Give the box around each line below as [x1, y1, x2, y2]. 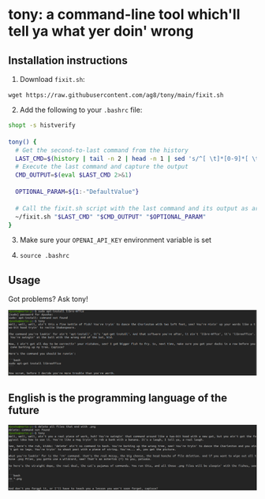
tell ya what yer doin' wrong [8, 22, 194, 40]
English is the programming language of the [8, 391, 228, 404]
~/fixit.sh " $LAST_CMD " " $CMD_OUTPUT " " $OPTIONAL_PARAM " [15, 213, 207, 221]
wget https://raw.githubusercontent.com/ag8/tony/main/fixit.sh [8, 91, 224, 99]
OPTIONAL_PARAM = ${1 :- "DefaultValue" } [15, 188, 140, 196]
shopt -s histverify [8, 121, 77, 129]
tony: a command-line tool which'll [8, 6, 241, 24]
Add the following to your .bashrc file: [19, 105, 143, 114]
